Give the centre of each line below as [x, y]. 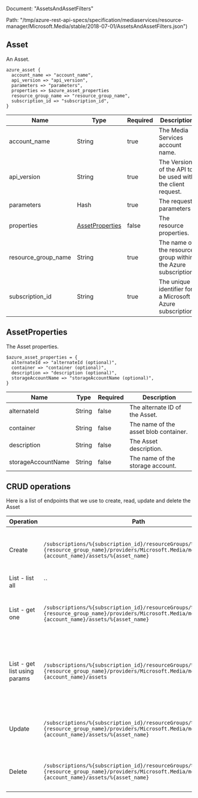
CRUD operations [39, 487]
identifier [171, 289]
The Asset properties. [32, 346]
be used [170, 177]
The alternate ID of [155, 407]
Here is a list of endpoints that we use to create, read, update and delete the [98, 501]
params [20, 679]
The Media [174, 130]
